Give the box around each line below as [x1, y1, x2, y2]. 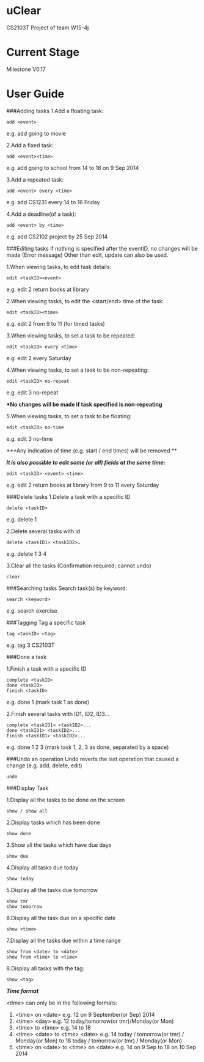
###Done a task [6, 653, 47, 660]
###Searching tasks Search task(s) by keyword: [6, 584, 128, 592]
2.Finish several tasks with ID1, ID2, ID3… [6, 710, 110, 717]
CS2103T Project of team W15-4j [6, 24, 89, 31]
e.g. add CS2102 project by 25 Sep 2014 [6, 233, 108, 240]
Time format [6, 987, 39, 994]
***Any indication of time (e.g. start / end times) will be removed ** [6, 447, 177, 454]
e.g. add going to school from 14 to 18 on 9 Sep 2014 [6, 164, 139, 171]
